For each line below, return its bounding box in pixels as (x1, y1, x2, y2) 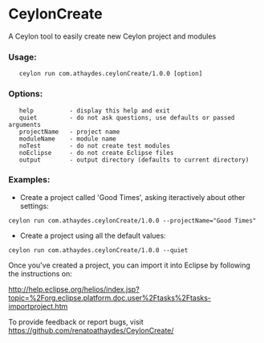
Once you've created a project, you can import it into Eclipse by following (8, 260, 250, 270)
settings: (19, 201, 50, 210)
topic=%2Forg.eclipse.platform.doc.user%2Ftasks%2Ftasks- (8, 292, 211, 302)
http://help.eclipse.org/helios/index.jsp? (8, 284, 140, 294)
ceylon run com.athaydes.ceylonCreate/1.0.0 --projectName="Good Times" (8, 216, 257, 225)
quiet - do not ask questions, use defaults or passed (18, 113, 235, 121)
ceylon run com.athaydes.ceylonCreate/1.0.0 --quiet (8, 246, 189, 254)
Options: (8, 88, 43, 100)
